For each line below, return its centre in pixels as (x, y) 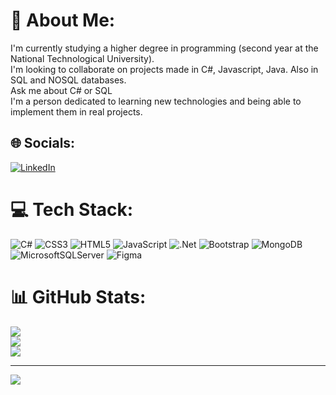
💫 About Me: (63, 20)
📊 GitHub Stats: (78, 296)
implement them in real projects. (76, 111)
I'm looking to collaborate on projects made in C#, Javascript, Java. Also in (164, 69)
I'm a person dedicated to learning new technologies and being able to (156, 101)
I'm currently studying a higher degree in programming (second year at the (164, 48)
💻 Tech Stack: (72, 209)
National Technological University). (82, 58)
